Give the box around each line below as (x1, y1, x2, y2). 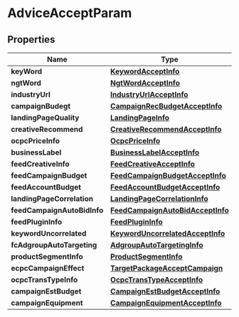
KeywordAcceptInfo (110, 66, 180, 76)
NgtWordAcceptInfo (110, 78, 180, 88)
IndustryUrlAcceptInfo (110, 90, 188, 99)
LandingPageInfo (110, 113, 169, 123)
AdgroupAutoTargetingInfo (110, 240, 204, 250)
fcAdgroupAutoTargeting (11, 240, 97, 250)
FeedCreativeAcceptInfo (110, 159, 196, 169)
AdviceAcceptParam (7, 5, 132, 21)
